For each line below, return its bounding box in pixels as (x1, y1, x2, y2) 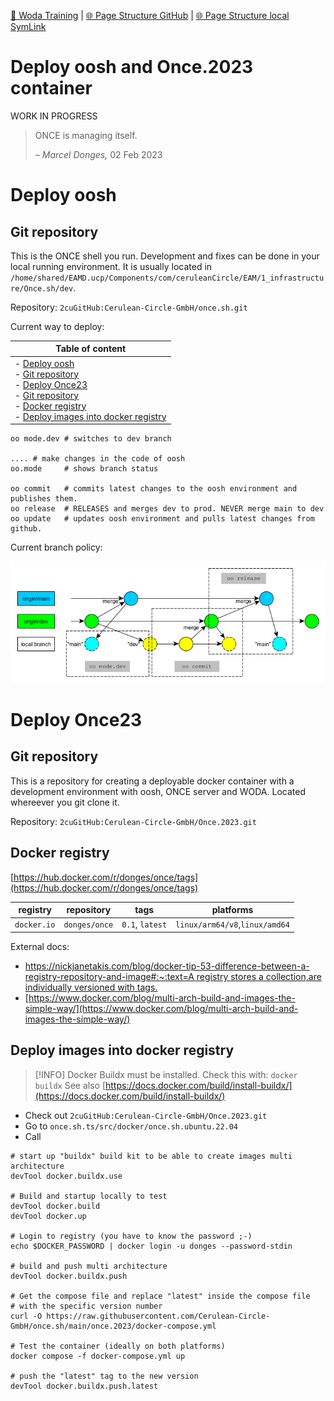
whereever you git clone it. (10, 796, 120, 808)
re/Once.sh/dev (10, 283, 74, 294)
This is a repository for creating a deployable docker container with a (10, 775, 295, 787)
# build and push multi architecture (10, 1261, 168, 1271)
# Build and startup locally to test (10, 1191, 168, 1201)
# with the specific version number (10, 1301, 163, 1311)
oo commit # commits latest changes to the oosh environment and (10, 484, 298, 494)
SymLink (10, 21, 47, 32)
